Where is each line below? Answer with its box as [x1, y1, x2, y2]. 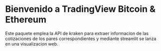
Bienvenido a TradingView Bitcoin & [5, 3, 156, 15]
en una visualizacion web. [5, 41, 58, 47]
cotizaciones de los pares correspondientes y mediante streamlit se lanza [5, 36, 157, 42]
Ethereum [5, 14, 46, 25]
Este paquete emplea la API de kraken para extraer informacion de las [5, 30, 149, 36]
